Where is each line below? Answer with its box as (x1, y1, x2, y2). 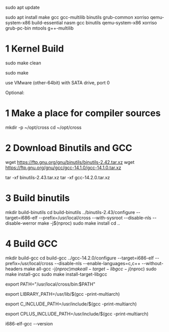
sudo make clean (5, 60, 41, 66)
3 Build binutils (5, 193, 70, 204)
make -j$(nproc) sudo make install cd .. (37, 220, 120, 226)
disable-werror (5, 220, 37, 226)
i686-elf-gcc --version (5, 320, 53, 326)
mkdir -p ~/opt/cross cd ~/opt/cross (5, 124, 82, 130)
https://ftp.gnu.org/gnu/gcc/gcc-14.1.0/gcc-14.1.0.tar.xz (5, 164, 122, 171)
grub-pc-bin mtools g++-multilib (5, 25, 74, 31)
